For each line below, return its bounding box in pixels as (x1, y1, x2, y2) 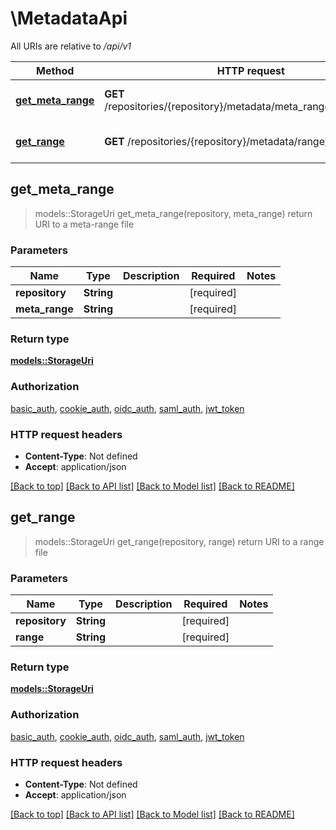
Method (36, 63, 75, 77)
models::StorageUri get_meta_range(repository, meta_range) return (34, 207, 313, 219)
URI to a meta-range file (34, 218, 135, 230)
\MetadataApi (10, 7, 128, 30)
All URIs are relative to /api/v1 (10, 40, 132, 52)
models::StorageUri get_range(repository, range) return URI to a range (34, 535, 325, 547)
